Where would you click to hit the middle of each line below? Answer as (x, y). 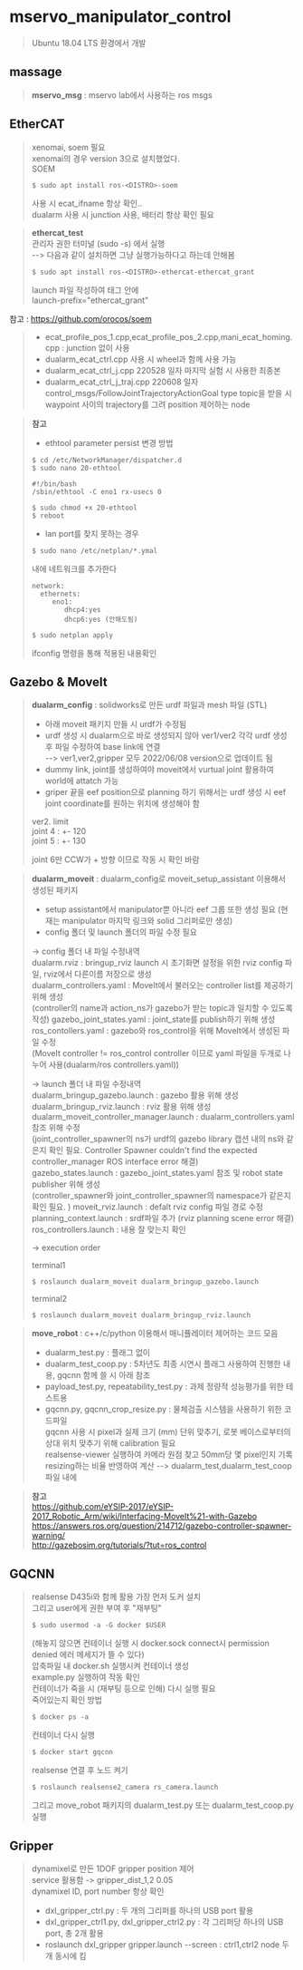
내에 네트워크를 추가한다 (74, 568)
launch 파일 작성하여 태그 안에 (85, 290)
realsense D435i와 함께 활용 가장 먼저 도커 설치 (116, 1596)
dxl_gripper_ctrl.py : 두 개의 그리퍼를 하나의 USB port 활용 (149, 1911)
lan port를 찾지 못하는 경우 (92, 533)
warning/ (48, 1536)
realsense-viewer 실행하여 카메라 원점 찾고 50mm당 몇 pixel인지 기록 (169, 1455)
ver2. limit (50, 821)
